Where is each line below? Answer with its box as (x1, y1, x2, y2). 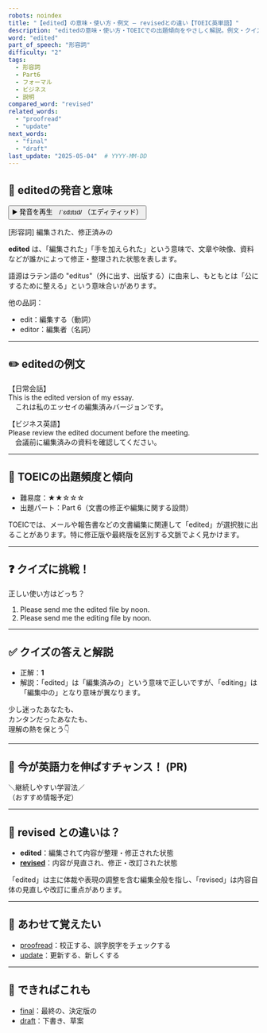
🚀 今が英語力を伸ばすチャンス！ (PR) (8, 760, 188, 773)
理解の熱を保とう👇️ (8, 725, 70, 734)
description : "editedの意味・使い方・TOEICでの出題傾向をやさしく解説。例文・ (8, 26, 246, 34)
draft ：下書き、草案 (19, 1016, 84, 1025)
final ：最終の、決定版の (19, 1006, 97, 1016)
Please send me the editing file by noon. (19, 613, 152, 622)
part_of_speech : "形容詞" (8, 41, 91, 49)
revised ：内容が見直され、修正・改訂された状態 (19, 857, 178, 867)
